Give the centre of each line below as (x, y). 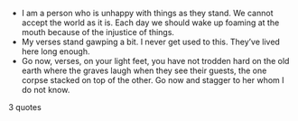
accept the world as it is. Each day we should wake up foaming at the (150, 23)
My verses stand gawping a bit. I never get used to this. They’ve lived (151, 42)
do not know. (46, 90)
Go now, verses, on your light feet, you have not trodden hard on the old (155, 61)
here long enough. (56, 51)
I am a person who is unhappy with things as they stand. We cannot (147, 13)
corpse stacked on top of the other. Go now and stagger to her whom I (153, 80)
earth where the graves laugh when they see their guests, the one (144, 70)
